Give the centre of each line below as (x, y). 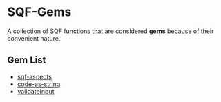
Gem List (27, 60)
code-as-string (39, 84)
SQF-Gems (39, 12)
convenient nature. (34, 38)
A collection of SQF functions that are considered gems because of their (110, 31)
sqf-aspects (34, 76)
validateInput (36, 91)
